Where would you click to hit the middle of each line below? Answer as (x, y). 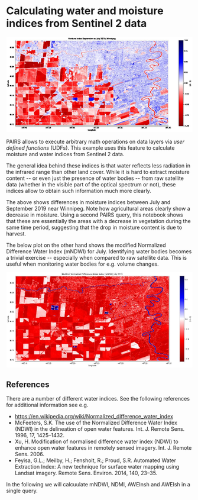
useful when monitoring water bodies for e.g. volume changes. (82, 264)
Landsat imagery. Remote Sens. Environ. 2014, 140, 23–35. (86, 473)
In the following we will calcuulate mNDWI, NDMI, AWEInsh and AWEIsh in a (98, 485)
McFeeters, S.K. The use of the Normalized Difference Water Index (96, 423)
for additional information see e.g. (47, 405)
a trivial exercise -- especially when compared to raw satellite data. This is (97, 257)
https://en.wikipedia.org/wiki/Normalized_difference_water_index (94, 417)
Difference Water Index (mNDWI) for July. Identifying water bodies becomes (99, 251)
